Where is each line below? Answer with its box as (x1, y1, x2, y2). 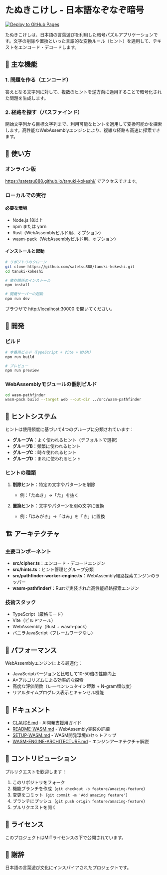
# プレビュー (5, 363, 28, 369)
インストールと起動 (5, 248, 45, 254)
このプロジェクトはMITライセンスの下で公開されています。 (5, 835, 126, 841)
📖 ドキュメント (5, 705, 51, 714)
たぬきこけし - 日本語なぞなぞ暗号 (5, 4, 145, 16)
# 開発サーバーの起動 (5, 292, 43, 297)
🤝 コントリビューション (5, 755, 77, 763)
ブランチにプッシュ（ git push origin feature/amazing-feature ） (12, 798, 148, 804)
